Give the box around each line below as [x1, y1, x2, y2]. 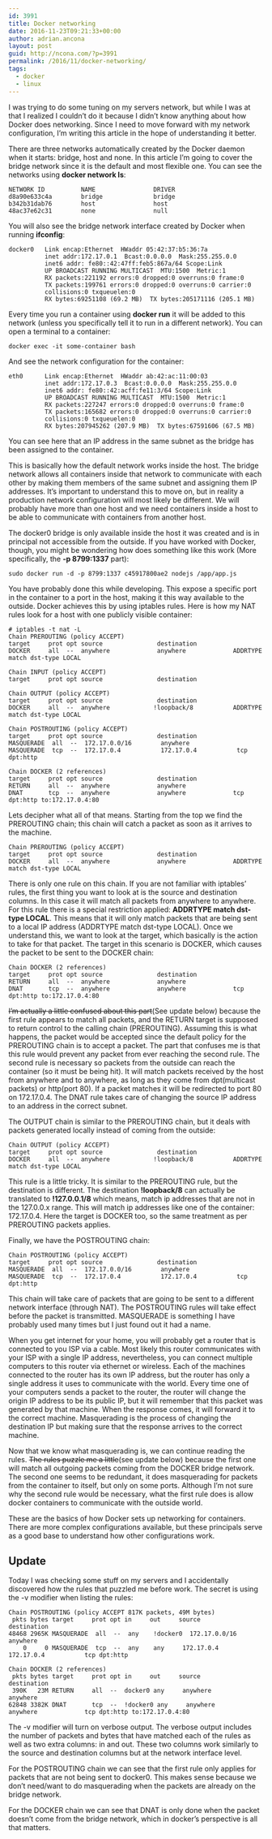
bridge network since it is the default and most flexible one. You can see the [8, 161, 262, 171]
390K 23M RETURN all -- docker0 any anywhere [11, 1686, 212, 1695]
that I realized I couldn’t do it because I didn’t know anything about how [8, 110, 247, 120]
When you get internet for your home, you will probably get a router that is [8, 1335, 257, 1345]
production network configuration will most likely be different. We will [8, 494, 240, 504]
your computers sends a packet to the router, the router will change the [8, 1387, 246, 1397]
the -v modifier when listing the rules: [8, 1593, 134, 1603]
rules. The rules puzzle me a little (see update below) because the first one [8, 1454, 257, 1464]
